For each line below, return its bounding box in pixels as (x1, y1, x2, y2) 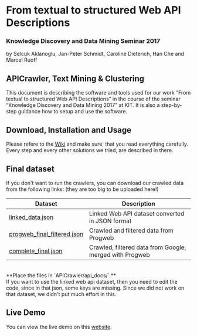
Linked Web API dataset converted (89, 209, 185, 217)
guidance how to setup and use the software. (18, 108, 128, 115)
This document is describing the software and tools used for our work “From (6, 89, 191, 96)
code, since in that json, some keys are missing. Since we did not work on (6, 284, 185, 291)
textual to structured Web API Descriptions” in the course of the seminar (6, 95, 181, 103)
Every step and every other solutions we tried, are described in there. (6, 147, 174, 154)
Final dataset (6, 164, 55, 174)
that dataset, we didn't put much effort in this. (6, 290, 117, 297)
